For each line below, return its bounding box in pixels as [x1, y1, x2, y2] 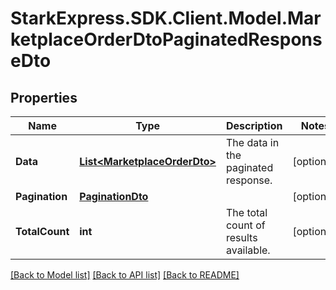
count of [225, 218, 266, 232]
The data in [225, 136, 280, 149]
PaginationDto [79, 190, 149, 203]
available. [225, 243, 271, 257]
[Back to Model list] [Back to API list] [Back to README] [10, 269, 240, 281]
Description [225, 119, 283, 132]
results [225, 231, 258, 244]
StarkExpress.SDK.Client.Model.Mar [10, 7, 322, 30]
